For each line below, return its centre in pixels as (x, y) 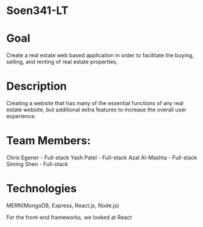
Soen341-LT (37, 11)
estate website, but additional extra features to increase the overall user (97, 110)
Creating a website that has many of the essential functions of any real (95, 103)
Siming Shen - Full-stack (37, 164)
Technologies (42, 189)
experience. (21, 116)
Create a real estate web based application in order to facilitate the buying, (100, 55)
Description (37, 86)
